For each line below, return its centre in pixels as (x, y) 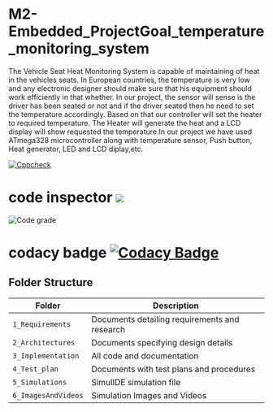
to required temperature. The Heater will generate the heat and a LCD (125, 123)
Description (176, 306)
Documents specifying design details (162, 342)
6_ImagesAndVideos (48, 395)
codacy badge (58, 253)
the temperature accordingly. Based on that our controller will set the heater (135, 114)
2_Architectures (44, 343)
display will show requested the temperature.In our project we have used (130, 132)
